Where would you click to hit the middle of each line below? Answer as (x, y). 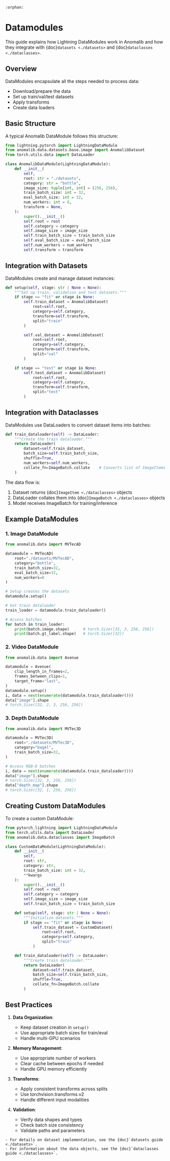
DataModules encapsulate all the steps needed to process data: (72, 81)
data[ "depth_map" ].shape (32, 785)
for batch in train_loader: (35, 624)
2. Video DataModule (32, 647)
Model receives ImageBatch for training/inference (65, 503)
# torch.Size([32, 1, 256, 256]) (41, 790)
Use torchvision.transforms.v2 (52, 1094)
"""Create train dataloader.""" (58, 960)
